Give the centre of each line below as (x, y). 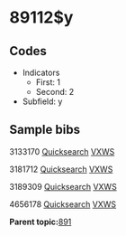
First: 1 (48, 82)
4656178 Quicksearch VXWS (63, 204)
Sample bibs (45, 130)
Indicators (41, 72)
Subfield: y (42, 101)
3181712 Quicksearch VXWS (61, 169)
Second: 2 (55, 92)
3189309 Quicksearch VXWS (63, 186)
